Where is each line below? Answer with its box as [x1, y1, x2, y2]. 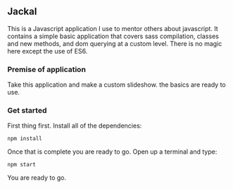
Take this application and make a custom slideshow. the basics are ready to [7, 80, 227, 89]
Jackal [7, 6, 37, 18]
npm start [7, 161, 37, 169]
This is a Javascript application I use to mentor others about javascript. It [7, 24, 218, 32]
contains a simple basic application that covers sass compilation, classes [7, 32, 220, 40]
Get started [7, 106, 47, 116]
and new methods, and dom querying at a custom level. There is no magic [7, 39, 222, 48]
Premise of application [7, 64, 87, 74]
